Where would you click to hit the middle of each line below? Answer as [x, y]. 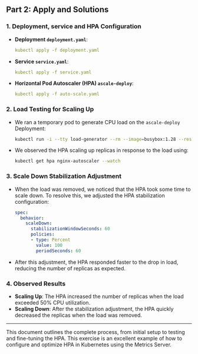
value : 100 [49, 245]
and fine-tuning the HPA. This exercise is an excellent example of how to [94, 338]
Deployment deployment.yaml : [51, 39]
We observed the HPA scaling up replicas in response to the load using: [101, 150]
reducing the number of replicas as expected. [70, 268]
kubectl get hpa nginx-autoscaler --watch [67, 161]
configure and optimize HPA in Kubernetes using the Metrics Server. [89, 345]
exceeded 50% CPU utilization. [52, 302]
